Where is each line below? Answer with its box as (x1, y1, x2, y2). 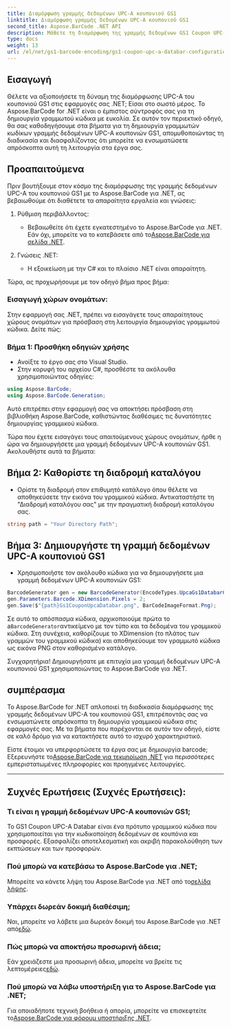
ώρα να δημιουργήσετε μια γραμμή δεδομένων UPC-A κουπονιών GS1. (7, 440, 210, 448)
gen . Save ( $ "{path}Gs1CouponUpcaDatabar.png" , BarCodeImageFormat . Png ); (7, 602, 217, 609)
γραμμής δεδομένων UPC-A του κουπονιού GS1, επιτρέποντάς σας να (7, 710, 208, 718)
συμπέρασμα (7, 684, 65, 696)
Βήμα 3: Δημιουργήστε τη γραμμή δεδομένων (7, 540, 210, 551)
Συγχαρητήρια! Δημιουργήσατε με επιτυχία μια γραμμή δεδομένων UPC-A (7, 657, 221, 665)
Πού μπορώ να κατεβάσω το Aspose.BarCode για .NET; (7, 862, 198, 871)
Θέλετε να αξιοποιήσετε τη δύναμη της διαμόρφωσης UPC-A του (7, 92, 195, 100)
